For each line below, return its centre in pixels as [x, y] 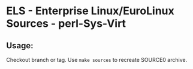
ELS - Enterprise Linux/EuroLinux [91, 11]
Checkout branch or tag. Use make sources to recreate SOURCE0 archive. [97, 60]
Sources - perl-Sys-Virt [66, 23]
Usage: [20, 46]
